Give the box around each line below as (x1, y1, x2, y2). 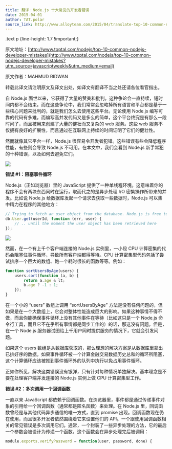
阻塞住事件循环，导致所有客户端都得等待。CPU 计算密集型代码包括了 (14, 252, 160, 258)
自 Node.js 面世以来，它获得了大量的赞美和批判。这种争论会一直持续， (5, 95, 155, 101)
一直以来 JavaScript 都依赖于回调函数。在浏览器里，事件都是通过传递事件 (5, 397, 161, 402)
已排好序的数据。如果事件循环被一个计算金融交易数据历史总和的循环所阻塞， (5, 351, 167, 357)
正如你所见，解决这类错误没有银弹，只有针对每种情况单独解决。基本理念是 (5, 369, 162, 374)
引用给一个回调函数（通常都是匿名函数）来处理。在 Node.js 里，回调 (14, 403, 159, 409)
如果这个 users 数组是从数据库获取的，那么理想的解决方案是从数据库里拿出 (5, 345, 163, 351)
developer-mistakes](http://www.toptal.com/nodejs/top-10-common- (5, 52, 152, 58)
